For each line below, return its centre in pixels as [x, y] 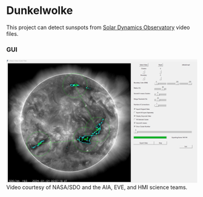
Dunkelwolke [40, 11]
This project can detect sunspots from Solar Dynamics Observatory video [98, 27]
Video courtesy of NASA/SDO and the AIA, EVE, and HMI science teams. [97, 187]
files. [12, 33]
